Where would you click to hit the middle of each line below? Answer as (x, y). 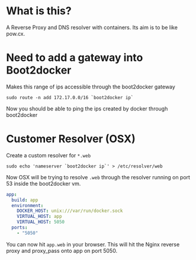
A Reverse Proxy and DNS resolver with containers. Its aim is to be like (92, 27)
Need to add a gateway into (75, 58)
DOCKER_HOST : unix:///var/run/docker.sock (70, 211)
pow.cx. (16, 33)
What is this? (39, 11)
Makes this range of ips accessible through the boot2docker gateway (91, 87)
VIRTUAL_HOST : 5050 (41, 222)
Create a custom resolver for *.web (49, 155)
